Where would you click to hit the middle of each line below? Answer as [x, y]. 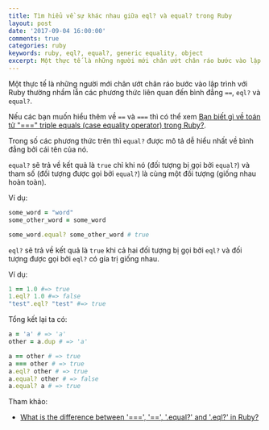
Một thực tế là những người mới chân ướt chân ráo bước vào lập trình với [128, 83]
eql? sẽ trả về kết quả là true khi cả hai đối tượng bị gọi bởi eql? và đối [125, 250]
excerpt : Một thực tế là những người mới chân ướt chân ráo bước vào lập [135, 61]
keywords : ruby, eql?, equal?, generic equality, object [106, 53]
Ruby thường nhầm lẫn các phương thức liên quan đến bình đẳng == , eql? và [134, 92]
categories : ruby [37, 46]
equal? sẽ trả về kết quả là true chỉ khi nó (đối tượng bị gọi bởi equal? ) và [129, 165]
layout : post [30, 23]
